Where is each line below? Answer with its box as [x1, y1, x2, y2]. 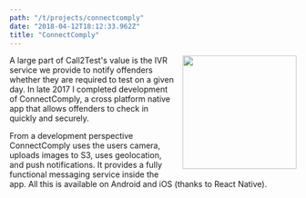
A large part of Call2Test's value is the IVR [9, 55, 168, 66]
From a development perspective [9, 131, 134, 142]
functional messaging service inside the [9, 169, 159, 180]
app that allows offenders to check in [9, 104, 148, 114]
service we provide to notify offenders [9, 64, 153, 75]
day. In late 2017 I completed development [9, 84, 168, 95]
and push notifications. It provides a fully [9, 160, 162, 171]
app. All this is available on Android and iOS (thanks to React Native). [9, 179, 268, 190]
